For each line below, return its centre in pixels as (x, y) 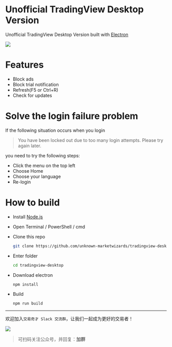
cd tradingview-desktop (38, 265)
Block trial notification (36, 84)
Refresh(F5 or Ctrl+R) (36, 90)
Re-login (22, 182)
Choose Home (28, 171)
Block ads (23, 79)
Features (25, 65)
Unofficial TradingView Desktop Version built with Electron (67, 34)
